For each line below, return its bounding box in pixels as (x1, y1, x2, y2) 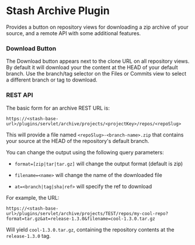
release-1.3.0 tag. (6, 232, 51, 239)
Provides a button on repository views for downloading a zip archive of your (6, 23, 189, 30)
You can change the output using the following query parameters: (6, 148, 165, 156)
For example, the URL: (6, 194, 60, 201)
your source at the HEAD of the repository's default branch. (6, 137, 149, 144)
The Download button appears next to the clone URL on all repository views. (6, 57, 190, 65)
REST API (6, 91, 33, 99)
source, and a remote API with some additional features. (6, 29, 141, 36)
